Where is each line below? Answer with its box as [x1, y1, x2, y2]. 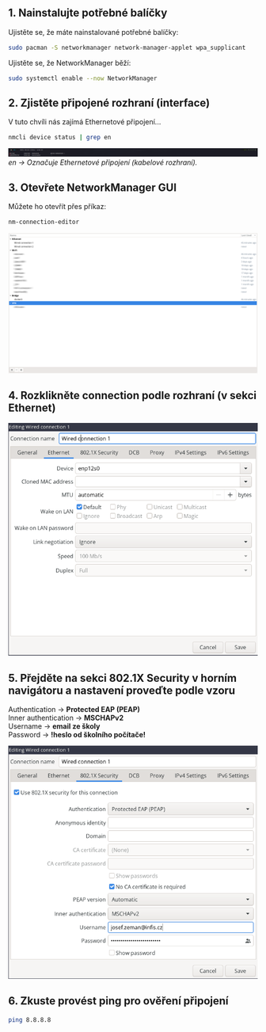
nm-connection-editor [8, 218, 80, 227]
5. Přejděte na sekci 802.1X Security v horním [8, 671, 237, 684]
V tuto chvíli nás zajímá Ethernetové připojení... [8, 117, 161, 127]
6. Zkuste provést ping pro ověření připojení [8, 994, 229, 1007]
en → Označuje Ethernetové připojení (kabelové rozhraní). [8, 158, 198, 167]
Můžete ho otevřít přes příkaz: [8, 202, 107, 211]
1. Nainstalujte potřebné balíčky [8, 6, 168, 20]
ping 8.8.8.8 [8, 1016, 51, 1024]
